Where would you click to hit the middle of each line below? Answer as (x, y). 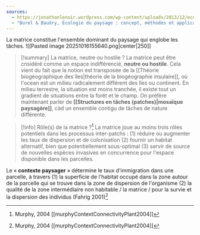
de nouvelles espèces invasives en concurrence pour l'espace (97, 153)
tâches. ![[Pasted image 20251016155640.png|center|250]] (79, 46)
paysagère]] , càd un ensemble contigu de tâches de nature (94, 109)
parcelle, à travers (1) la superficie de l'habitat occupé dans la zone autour (97, 177)
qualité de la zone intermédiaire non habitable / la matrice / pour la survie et (99, 190)
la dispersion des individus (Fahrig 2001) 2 (57, 196)
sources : (17, 12)
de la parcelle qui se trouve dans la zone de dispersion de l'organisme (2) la (99, 183)
